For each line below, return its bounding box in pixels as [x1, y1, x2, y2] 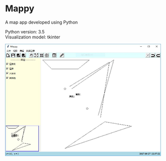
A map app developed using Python [5, 19, 78, 25]
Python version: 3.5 [5, 29, 45, 34]
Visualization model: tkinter [5, 34, 61, 40]
